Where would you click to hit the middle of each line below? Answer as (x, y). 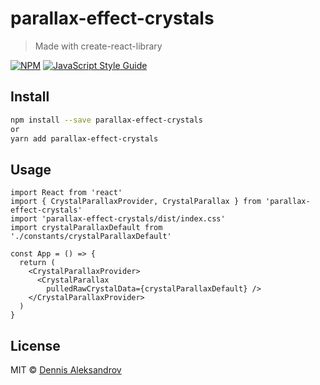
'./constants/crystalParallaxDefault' (91, 237)
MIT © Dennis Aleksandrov (66, 370)
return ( (37, 263)
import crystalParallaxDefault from (86, 228)
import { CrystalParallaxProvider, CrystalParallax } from (136, 202)
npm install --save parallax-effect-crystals (106, 120)
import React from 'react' (66, 193)
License (35, 345)
